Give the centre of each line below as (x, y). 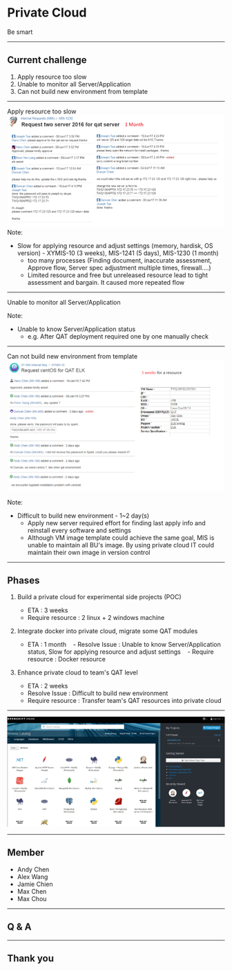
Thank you (30, 959)
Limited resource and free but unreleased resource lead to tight (118, 275)
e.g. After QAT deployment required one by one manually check (118, 336)
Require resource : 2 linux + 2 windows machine (96, 618)
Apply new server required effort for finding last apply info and (116, 522)
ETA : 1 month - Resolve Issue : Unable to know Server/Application (124, 645)
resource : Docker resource (66, 659)
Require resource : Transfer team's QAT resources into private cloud (124, 701)
